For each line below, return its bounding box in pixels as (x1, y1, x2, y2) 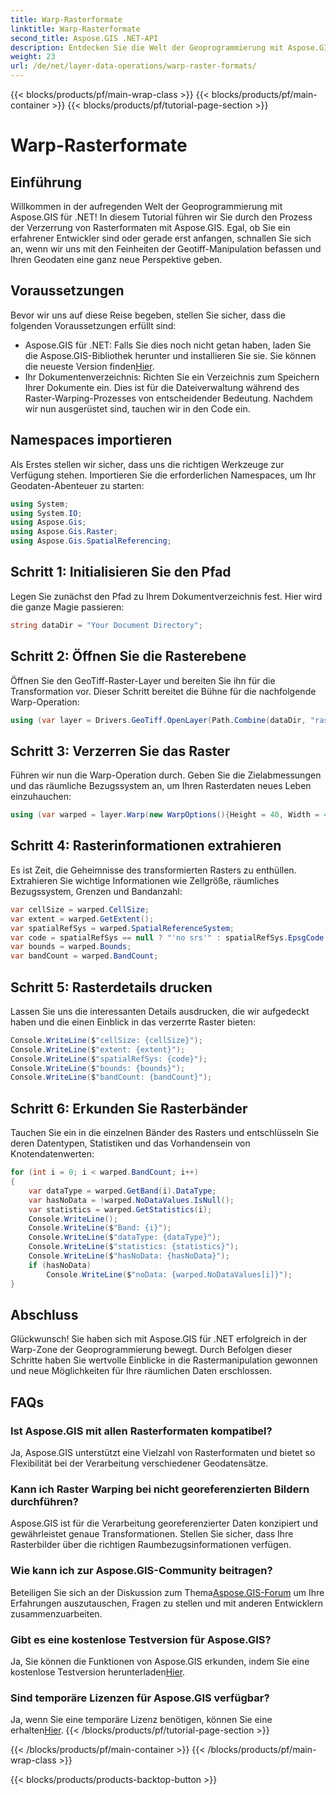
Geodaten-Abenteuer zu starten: (10, 479, 145, 491)
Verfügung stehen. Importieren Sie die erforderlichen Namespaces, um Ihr (10, 469, 317, 481)
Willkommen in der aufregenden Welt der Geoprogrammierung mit (10, 201, 283, 212)
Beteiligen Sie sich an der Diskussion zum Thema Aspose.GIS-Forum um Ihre (10, 1586, 325, 1598)
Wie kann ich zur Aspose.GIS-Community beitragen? (10, 1564, 273, 1578)
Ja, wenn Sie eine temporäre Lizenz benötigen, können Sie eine (10, 1714, 273, 1726)
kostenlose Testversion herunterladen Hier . (10, 1666, 186, 1678)
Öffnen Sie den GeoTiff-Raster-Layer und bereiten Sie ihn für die (10, 674, 276, 686)
